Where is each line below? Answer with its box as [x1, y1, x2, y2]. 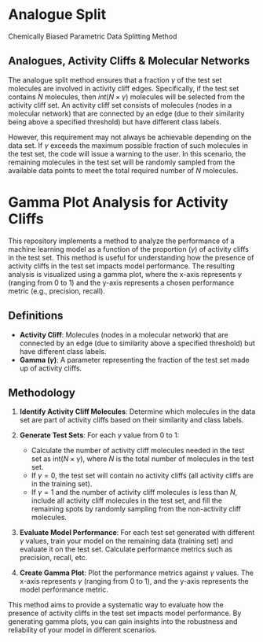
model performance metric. [19, 585, 108, 595]
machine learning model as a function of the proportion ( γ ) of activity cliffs [8, 244, 250, 253]
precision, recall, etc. [19, 553, 88, 563]
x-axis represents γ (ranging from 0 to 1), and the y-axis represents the [19, 577, 249, 586]
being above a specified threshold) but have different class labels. [8, 116, 222, 127]
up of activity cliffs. [19, 363, 82, 373]
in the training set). [31, 479, 93, 489]
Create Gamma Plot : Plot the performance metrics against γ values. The [19, 568, 254, 577]
